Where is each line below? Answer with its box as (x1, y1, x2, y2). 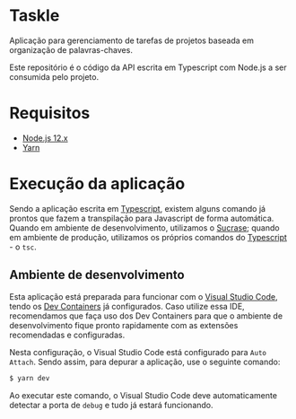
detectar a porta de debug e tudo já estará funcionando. (9, 399, 213, 410)
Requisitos (9, 103, 91, 124)
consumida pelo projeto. (9, 71, 100, 82)
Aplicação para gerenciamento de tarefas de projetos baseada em (9, 35, 254, 46)
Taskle (9, 5, 60, 26)
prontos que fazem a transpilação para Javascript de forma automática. (9, 213, 274, 223)
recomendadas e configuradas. (9, 329, 126, 340)
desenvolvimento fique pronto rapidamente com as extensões (9, 319, 239, 330)
